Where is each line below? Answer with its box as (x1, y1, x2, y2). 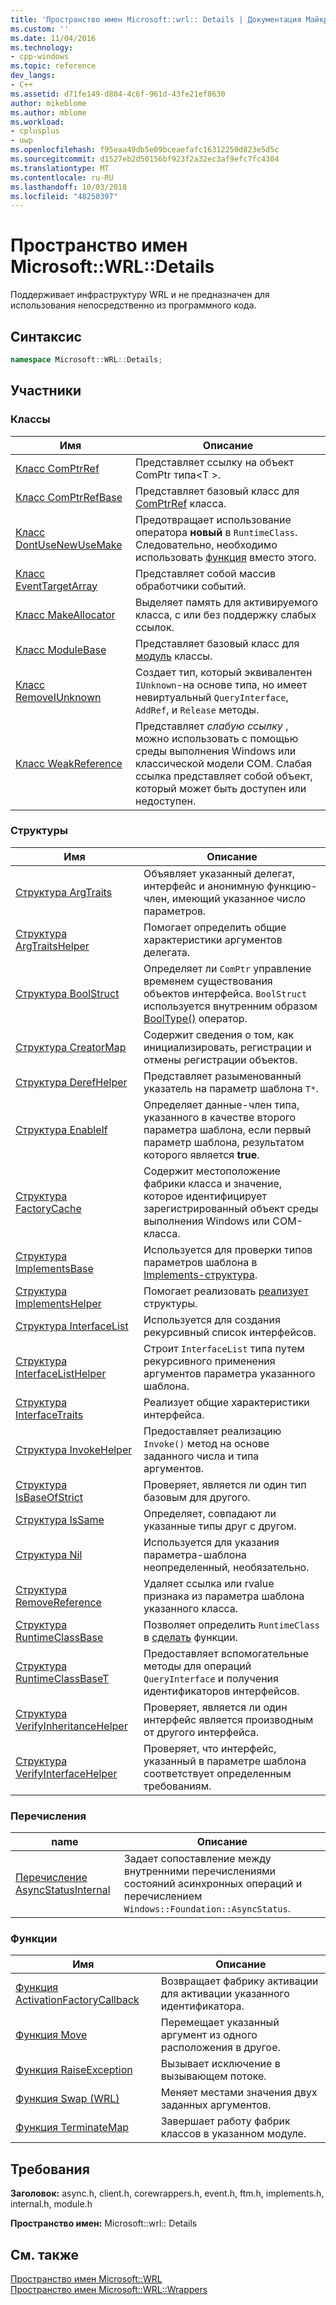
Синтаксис (10, 328, 82, 345)
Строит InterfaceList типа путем (143, 1341, 305, 1355)
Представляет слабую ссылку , (135, 719, 289, 733)
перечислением (123, 1889, 203, 1903)
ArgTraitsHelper (15, 939, 90, 953)
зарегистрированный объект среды (143, 1201, 319, 1215)
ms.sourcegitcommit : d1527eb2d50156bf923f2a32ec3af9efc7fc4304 (10, 154, 280, 164)
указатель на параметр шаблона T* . (143, 1081, 319, 1095)
